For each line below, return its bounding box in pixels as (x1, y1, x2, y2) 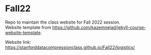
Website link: (5, 39, 31, 45)
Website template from (5, 24, 52, 30)
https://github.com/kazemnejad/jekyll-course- (52, 24, 146, 30)
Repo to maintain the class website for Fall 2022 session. (5, 19, 121, 25)
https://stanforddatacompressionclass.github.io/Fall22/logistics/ (5, 44, 135, 50)
